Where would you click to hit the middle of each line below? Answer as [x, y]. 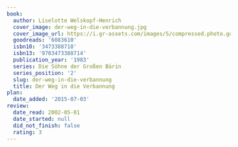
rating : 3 [27, 132]
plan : [15, 93]
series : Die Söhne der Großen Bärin [67, 66]
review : [18, 106]
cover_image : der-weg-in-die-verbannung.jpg [80, 27]
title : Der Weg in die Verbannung [64, 86]
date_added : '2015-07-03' [52, 100]
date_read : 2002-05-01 [47, 112]
